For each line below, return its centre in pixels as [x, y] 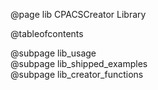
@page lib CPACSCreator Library [78, 14]
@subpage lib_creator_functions [77, 74]
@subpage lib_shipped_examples [79, 63]
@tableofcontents [47, 33]
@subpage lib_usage [53, 53]
